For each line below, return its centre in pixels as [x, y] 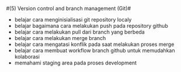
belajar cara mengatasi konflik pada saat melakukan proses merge [94, 44]
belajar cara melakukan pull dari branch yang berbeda [79, 32]
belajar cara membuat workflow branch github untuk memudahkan [95, 51]
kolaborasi [27, 57]
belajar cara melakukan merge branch [60, 38]
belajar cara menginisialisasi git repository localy [73, 19]
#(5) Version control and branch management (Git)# [69, 8]
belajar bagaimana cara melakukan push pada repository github [91, 26]
